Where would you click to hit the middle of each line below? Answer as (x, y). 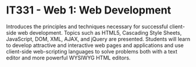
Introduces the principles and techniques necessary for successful (87, 26)
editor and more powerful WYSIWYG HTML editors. (68, 58)
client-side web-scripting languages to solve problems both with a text (92, 51)
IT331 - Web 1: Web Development (89, 10)
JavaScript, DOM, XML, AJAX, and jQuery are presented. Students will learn (98, 39)
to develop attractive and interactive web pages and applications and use (95, 45)
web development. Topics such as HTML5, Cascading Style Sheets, (99, 32)
